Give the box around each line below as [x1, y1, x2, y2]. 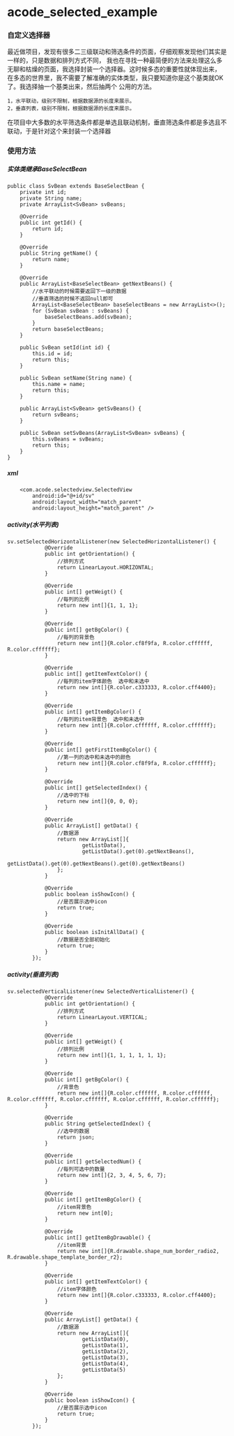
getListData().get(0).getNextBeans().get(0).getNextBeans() [7, 860, 186, 868]
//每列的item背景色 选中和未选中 [56, 716, 145, 723]
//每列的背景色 [56, 634, 95, 641]
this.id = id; [32, 350, 73, 357]
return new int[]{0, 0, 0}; [56, 798, 139, 805]
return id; [32, 225, 64, 232]
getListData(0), [81, 1336, 130, 1343]
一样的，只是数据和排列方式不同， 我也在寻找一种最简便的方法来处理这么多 [7, 57, 223, 65]
